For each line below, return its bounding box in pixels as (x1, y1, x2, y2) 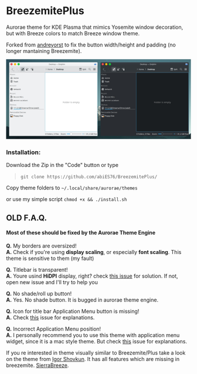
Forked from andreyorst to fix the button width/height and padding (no (6, 41, 176, 48)
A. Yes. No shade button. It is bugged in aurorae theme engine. (6, 296, 159, 303)
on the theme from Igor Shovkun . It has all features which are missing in (6, 355, 180, 362)
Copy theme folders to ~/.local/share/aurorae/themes (6, 184, 138, 192)
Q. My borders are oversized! (6, 242, 77, 249)
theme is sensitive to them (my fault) (6, 255, 94, 262)
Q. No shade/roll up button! (6, 290, 72, 297)
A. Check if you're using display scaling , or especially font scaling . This (6, 248, 182, 255)
